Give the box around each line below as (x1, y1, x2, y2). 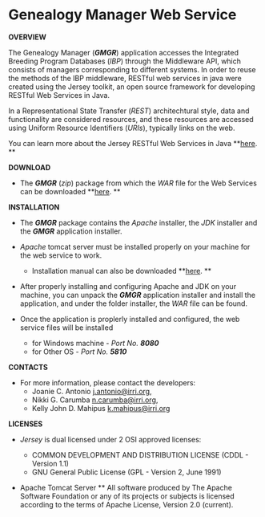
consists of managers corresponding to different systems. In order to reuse (8, 64, 256, 74)
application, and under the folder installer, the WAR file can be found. (19, 299, 248, 308)
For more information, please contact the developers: (19, 377, 196, 387)
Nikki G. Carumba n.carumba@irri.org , (31, 395, 159, 405)
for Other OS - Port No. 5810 (31, 347, 127, 356)
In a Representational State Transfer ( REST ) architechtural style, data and (8, 106, 250, 116)
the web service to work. (19, 250, 102, 260)
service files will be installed (19, 323, 114, 332)
